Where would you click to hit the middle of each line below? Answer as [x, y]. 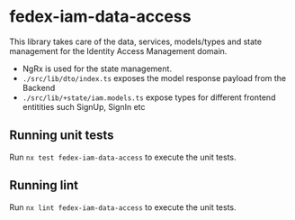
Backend [39, 87]
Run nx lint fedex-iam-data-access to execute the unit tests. [123, 207]
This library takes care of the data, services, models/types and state [136, 41]
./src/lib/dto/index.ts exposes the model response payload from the [154, 78]
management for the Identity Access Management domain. [118, 50]
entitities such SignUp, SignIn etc [84, 106]
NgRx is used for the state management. [97, 69]
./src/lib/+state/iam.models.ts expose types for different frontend [149, 97]
